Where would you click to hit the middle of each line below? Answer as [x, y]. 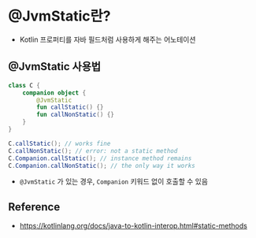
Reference [34, 207]
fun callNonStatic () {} [75, 115]
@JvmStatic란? [59, 16]
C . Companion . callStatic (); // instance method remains [100, 158]
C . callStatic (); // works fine [59, 143]
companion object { [54, 93]
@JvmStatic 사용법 [54, 67]
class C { [24, 85]
